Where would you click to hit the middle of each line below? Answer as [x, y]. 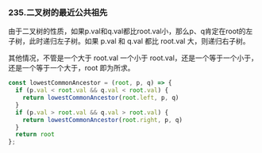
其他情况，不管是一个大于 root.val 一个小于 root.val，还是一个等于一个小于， [133, 58]
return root [35, 135]
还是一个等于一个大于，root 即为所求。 [71, 68]
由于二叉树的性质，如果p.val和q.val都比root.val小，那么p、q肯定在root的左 [131, 31]
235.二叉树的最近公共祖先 [58, 12]
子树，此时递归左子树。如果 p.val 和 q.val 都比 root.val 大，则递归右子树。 [129, 41]
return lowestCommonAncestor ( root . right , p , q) [102, 120]
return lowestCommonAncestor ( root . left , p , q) [101, 98]
